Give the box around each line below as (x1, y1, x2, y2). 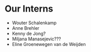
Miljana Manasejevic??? (12, 36, 61, 42)
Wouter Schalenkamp (12, 20, 57, 26)
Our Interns (5, 3, 53, 15)
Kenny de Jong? (12, 30, 46, 36)
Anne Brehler (12, 25, 40, 31)
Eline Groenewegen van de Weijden (12, 41, 86, 47)
